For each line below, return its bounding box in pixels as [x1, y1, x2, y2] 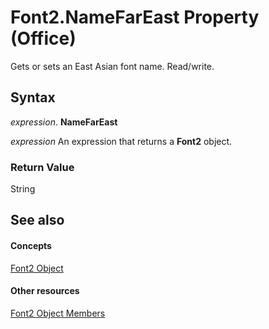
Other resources [10, 285, 80, 297]
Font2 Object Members [10, 307, 106, 319]
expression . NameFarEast [10, 116, 118, 128]
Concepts [10, 240, 52, 252]
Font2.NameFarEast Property [10, 6, 260, 29]
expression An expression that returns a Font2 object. [10, 135, 233, 147]
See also [10, 212, 65, 229]
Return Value [10, 160, 75, 174]
